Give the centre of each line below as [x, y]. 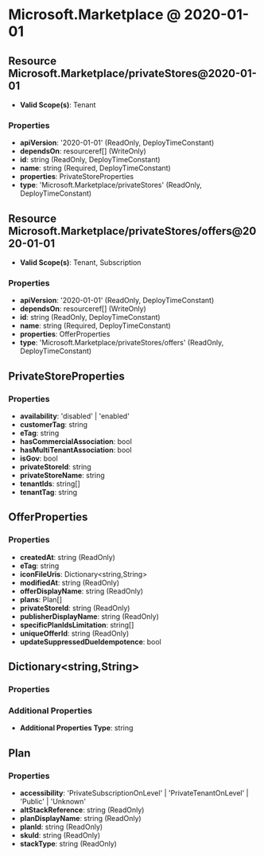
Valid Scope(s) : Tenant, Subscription [80, 263]
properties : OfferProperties [65, 334]
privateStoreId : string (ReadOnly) [75, 608]
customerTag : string [54, 425]
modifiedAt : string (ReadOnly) [70, 582]
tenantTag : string [49, 492]
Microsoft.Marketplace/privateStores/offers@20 [132, 231]
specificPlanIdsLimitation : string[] [77, 624]
